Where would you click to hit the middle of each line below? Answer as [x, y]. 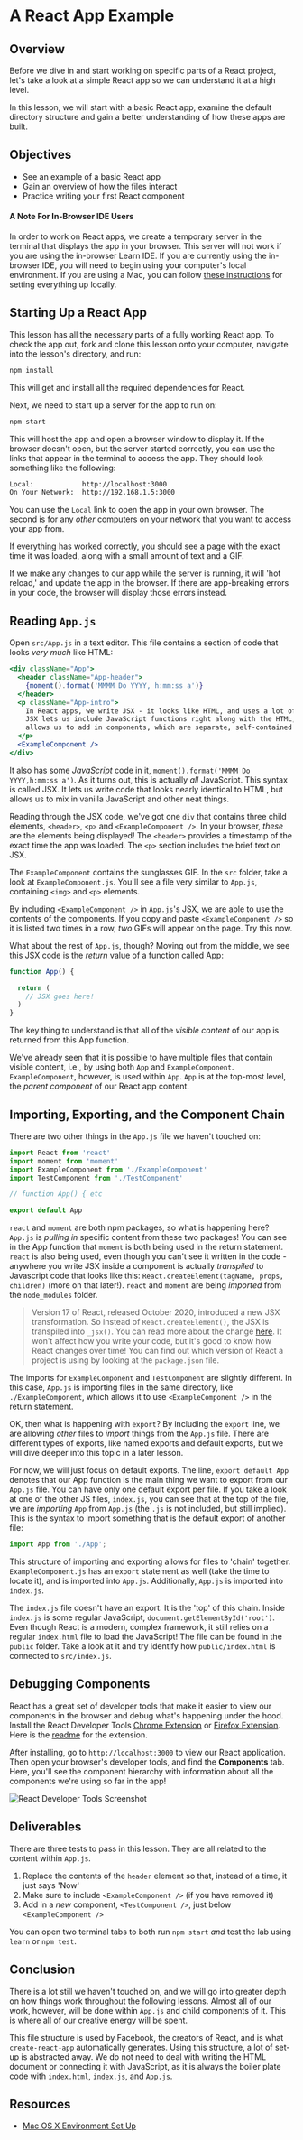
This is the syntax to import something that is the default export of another [147, 1518]
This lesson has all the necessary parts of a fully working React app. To [142, 334]
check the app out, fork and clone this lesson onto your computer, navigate [149, 344]
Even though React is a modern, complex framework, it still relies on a [139, 1627]
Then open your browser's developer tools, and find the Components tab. [147, 1762]
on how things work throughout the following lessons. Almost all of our [141, 2001]
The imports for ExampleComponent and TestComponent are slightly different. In [151, 1378]
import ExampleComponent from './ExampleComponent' [108, 1170]
